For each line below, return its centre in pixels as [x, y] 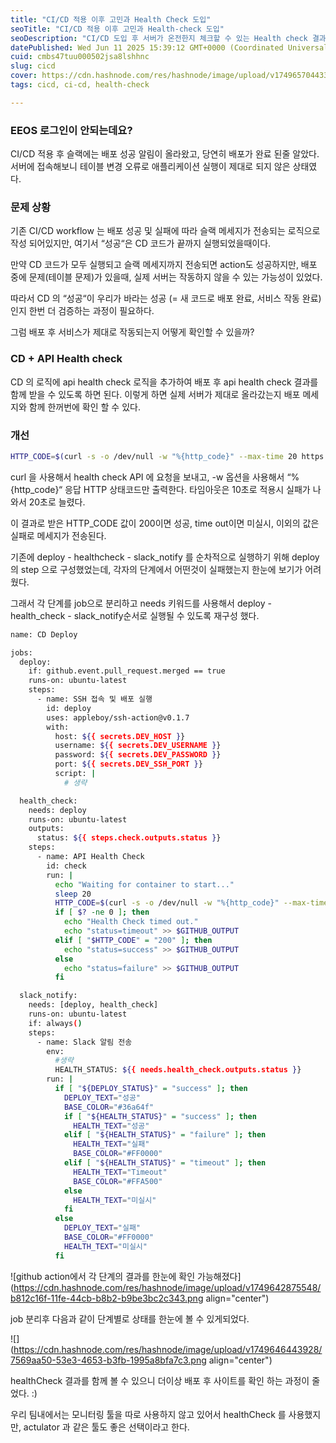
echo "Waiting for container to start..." [144, 884]
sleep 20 [73, 894]
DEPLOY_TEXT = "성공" [102, 1097]
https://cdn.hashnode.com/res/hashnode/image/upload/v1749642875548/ [167, 1287]
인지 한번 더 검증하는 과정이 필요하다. [82, 311]
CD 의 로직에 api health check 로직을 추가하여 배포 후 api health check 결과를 [164, 382]
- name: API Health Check [90, 857]
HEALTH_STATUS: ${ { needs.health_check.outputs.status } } [178, 1070]
